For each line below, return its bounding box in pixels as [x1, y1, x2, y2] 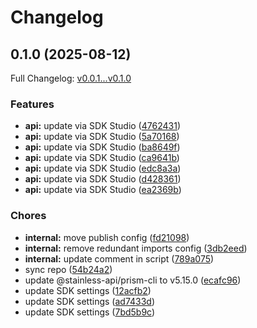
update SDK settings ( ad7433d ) [24, 295, 156, 307]
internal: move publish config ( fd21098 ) [24, 231, 190, 243]
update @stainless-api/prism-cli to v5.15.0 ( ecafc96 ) [24, 274, 242, 286]
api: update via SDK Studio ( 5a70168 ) [24, 131, 180, 143]
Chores [10, 209, 47, 223]
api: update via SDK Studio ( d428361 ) [24, 173, 182, 185]
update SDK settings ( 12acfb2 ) [24, 284, 152, 296]
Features [10, 97, 55, 111]
